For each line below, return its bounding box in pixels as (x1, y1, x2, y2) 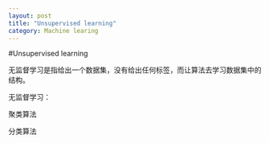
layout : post (8, 11, 52, 20)
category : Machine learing (8, 27, 99, 35)
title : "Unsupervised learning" (8, 19, 116, 27)
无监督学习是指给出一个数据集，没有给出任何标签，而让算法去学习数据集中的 (8, 65, 262, 75)
